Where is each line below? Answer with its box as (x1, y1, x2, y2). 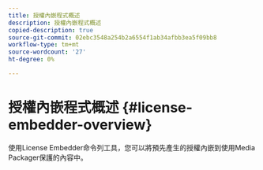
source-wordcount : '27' (8, 48, 87, 56)
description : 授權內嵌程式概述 (8, 19, 102, 27)
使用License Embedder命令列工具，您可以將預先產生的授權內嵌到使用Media (8, 142, 255, 152)
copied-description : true (8, 26, 93, 34)
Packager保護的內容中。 (8, 153, 88, 162)
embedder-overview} (8, 116, 152, 134)
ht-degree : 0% (8, 56, 55, 64)
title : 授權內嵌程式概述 (8, 11, 81, 20)
